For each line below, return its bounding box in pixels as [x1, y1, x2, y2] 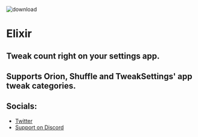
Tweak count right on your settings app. [6, 51, 160, 61]
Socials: [6, 101, 37, 112]
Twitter [14, 117, 33, 124]
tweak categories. [6, 80, 77, 91]
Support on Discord [14, 124, 65, 131]
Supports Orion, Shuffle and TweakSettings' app [6, 71, 193, 81]
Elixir [6, 27, 32, 40]
